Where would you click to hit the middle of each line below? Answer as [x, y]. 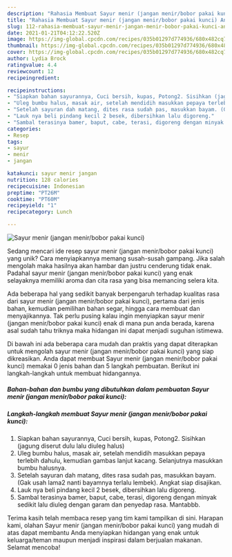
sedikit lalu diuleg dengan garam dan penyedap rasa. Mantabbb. [109, 504]
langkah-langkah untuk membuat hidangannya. [74, 373]
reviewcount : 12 [30, 71]
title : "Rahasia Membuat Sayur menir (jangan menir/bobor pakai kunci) [112, 20]
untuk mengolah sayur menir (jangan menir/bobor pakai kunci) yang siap [110, 351]
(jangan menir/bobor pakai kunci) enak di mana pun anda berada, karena [111, 323]
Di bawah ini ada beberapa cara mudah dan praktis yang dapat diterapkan [113, 344]
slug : [15, 26]
